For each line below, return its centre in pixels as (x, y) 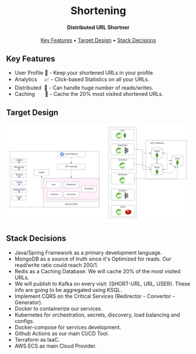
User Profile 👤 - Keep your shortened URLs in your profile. (85, 73)
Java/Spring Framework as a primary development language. (88, 252)
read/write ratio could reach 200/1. (56, 265)
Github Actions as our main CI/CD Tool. (62, 333)
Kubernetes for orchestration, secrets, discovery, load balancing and (97, 315)
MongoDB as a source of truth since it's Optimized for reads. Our (93, 259)
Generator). (28, 302)
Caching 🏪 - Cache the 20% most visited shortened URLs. (89, 94)
